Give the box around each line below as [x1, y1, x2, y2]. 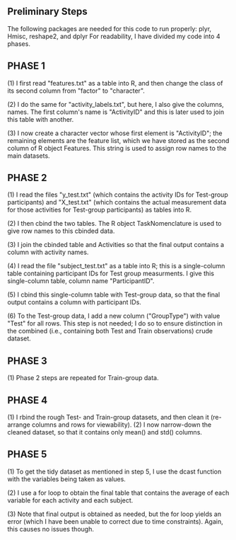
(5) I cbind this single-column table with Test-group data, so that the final [7, 290, 220, 299]
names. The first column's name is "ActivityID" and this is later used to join [7, 108, 225, 116]
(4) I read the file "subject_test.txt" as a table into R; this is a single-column [7, 262, 225, 270]
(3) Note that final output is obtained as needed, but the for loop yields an [7, 510, 221, 518]
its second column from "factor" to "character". [7, 86, 145, 95]
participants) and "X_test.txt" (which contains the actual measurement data [7, 198, 227, 207]
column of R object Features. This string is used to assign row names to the [7, 144, 227, 152]
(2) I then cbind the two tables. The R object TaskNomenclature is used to [7, 219, 222, 228]
